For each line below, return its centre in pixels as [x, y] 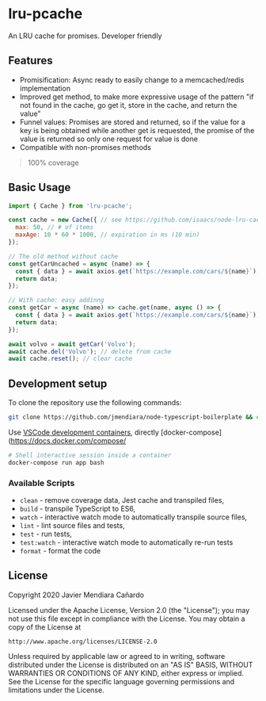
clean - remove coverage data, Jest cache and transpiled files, [122, 500]
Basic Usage [40, 188]
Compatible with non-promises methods [85, 147]
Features [30, 61]
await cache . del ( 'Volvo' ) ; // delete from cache [90, 351]
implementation [45, 88]
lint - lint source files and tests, [72, 526]
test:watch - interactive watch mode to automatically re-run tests [126, 542]
